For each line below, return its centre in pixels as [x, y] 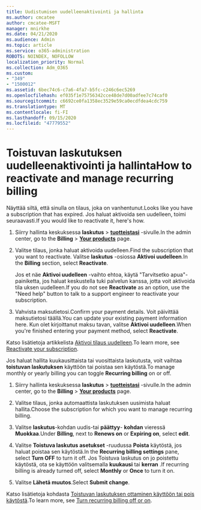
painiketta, [28, 281]
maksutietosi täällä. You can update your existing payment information [101, 318]
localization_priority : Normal [45, 62]
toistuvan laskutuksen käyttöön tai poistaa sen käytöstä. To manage [91, 367]
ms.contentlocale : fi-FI [37, 112]
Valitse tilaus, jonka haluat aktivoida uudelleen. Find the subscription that [104, 250]
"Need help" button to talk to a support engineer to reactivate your [97, 294]
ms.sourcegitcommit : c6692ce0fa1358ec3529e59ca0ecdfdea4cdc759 [87, 101]
